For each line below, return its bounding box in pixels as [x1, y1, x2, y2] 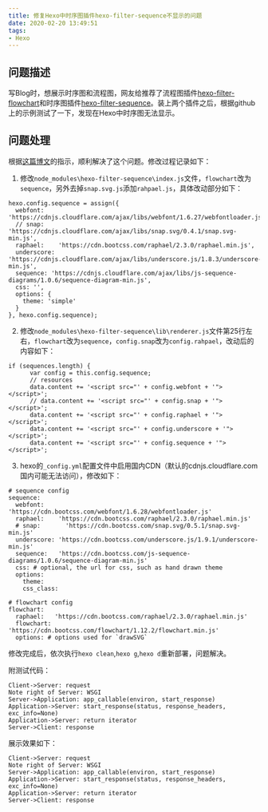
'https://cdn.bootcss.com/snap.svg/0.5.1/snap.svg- [65, 521, 241, 529]
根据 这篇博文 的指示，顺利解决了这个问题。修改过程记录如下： [8, 156, 211, 166]
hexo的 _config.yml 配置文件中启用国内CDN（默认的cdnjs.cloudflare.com [19, 461, 258, 470]
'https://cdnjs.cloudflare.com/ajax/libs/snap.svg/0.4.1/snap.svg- [8, 227, 238, 236]
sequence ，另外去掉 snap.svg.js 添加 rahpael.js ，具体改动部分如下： [19, 183, 243, 192]
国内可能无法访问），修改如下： [19, 470, 122, 480]
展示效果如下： [8, 738, 57, 747]
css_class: [22, 584, 59, 592]
